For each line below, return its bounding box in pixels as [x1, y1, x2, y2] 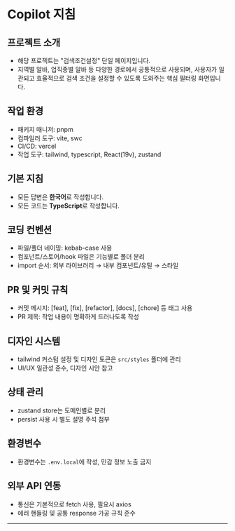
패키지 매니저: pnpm [17, 125, 73, 133]
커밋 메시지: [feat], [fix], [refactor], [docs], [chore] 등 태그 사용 [17, 304, 193, 312]
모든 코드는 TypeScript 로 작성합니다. [17, 201, 120, 210]
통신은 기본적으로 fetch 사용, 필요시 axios [17, 499, 131, 509]
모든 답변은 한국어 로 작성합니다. [17, 192, 104, 201]
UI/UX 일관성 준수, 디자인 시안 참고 [17, 364, 113, 372]
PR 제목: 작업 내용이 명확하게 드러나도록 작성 [17, 313, 140, 321]
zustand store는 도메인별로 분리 [17, 406, 106, 415]
